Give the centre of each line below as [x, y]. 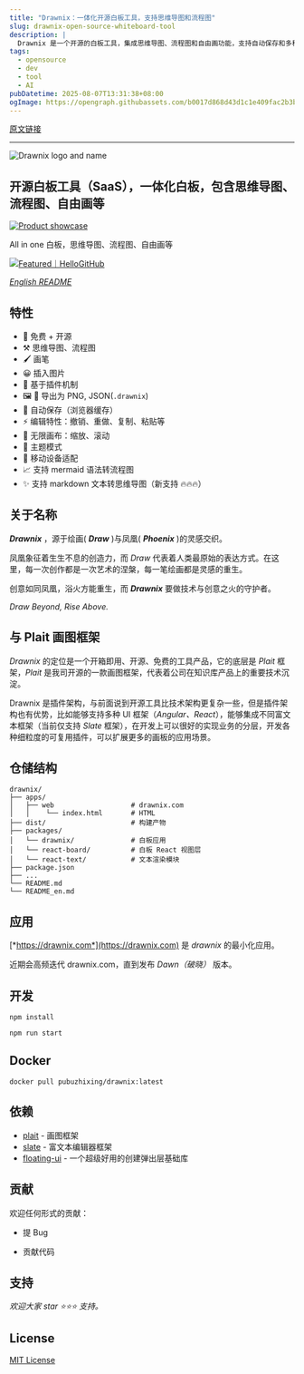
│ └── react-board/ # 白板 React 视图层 [105, 850]
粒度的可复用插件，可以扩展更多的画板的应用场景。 [120, 736]
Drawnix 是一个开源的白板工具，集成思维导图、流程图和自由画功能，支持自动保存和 [152, 43]
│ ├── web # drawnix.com [96, 805]
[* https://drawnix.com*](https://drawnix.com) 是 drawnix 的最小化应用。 [144, 945]
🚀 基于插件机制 [50, 385]
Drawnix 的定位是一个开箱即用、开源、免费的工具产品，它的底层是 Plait [142, 661]
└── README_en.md [42, 892]
